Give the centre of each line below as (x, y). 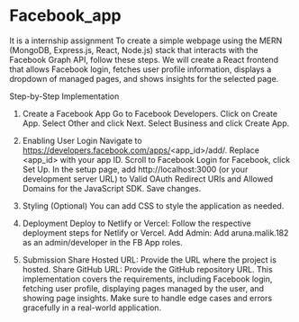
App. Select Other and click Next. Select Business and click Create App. (156, 123)
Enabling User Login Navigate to (82, 140)
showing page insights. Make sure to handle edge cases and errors (147, 298)
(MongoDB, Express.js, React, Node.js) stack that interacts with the (134, 49)
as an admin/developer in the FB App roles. (102, 242)
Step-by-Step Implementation (64, 96)
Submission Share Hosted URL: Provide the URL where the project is (149, 259)
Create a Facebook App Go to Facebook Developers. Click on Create (149, 113)
